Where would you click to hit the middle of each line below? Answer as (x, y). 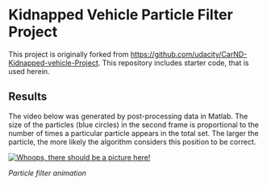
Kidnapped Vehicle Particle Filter (121, 15)
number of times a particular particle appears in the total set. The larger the (133, 133)
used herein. (29, 71)
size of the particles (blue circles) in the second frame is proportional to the (134, 124)
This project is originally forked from (69, 54)
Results (28, 97)
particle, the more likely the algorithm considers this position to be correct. (132, 142)
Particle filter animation (48, 173)
